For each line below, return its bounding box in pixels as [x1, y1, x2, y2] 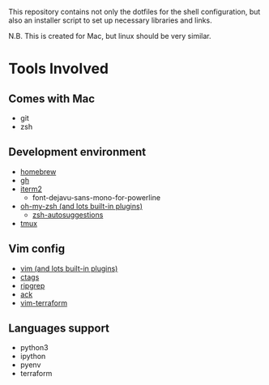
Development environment [8, 145, 147, 159]
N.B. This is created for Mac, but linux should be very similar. [8, 32, 211, 41]
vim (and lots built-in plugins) [19, 263, 118, 273]
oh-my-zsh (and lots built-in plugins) [19, 201, 143, 211]
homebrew [19, 166, 57, 177]
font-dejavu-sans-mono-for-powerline [32, 192, 160, 202]
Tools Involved [8, 60, 109, 78]
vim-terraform [19, 297, 67, 307]
